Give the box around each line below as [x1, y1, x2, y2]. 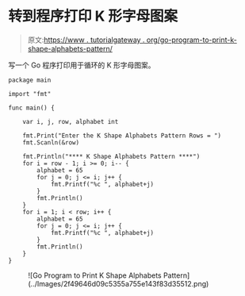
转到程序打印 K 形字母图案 [8, 7, 178, 25]
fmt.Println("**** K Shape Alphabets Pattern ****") [22, 152, 201, 160]
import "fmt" [8, 90, 52, 98]
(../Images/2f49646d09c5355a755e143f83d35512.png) [28, 279, 209, 288]
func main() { [8, 104, 56, 112]
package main [8, 76, 52, 84]
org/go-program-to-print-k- [146, 35, 238, 44]
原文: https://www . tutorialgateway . [27, 35, 145, 44]
